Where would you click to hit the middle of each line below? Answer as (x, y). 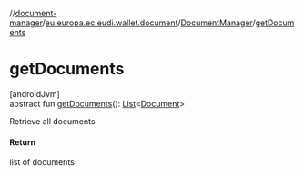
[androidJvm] (35, 93)
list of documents (42, 162)
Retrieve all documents (52, 121)
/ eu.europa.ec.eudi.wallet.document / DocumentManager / (149, 23)
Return (23, 142)
